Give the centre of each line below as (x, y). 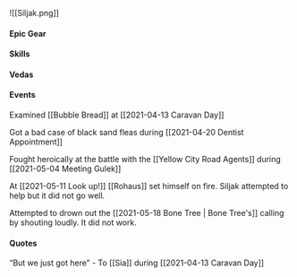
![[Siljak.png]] (34, 13)
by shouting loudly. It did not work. (73, 222)
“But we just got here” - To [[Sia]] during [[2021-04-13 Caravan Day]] (137, 263)
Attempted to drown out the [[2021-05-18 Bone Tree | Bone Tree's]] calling (147, 212)
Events (22, 95)
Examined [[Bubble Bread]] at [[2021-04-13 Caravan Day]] (117, 115)
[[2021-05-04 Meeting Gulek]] (65, 169)
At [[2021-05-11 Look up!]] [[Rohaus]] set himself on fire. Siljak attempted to (149, 186)
